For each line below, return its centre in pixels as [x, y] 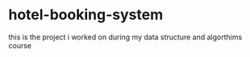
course [20, 45]
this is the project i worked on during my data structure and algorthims [125, 37]
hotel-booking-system [86, 15]
